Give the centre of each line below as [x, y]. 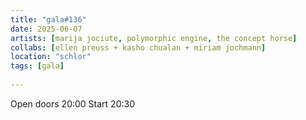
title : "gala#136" [48, 19]
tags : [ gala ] [37, 66]
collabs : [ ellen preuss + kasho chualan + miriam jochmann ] [138, 47]
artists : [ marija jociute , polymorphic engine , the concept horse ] [154, 38]
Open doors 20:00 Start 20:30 [72, 103]
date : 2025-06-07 [46, 29]
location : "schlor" [51, 57]
